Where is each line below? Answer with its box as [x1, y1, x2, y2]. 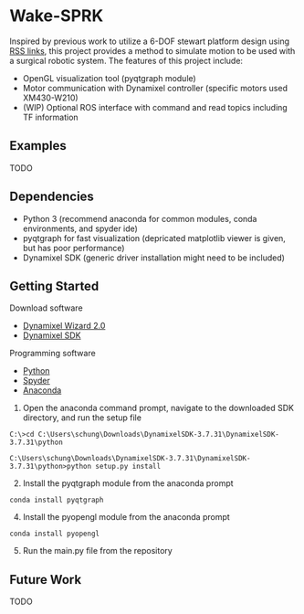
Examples [9, 138, 67, 153]
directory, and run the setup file [22, 412, 142, 423]
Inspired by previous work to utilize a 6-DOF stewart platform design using [9, 36, 290, 47]
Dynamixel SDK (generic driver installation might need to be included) [22, 252, 286, 263]
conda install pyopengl [9, 529, 100, 539]
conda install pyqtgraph [9, 495, 104, 505]
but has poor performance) [22, 242, 125, 253]
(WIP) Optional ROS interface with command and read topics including [22, 101, 288, 112]
